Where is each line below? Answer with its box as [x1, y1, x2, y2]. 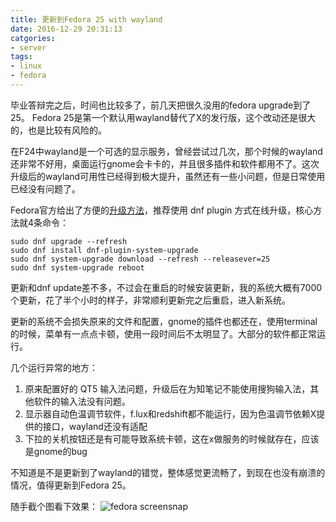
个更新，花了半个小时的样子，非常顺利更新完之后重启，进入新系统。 [10, 294, 291, 306]
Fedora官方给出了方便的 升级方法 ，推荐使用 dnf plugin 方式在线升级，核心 [10, 204, 314, 216]
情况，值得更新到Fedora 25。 [10, 479, 132, 491]
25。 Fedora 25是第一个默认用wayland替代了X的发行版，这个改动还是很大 [10, 111, 317, 123]
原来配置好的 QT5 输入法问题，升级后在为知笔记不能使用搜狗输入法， [24, 382, 311, 395]
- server [10, 42, 47, 53]
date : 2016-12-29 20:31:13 [10, 24, 123, 34]
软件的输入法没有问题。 [33, 395, 131, 407]
